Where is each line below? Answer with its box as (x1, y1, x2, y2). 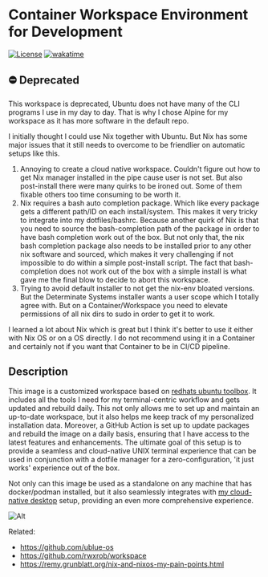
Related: (8, 526, 36, 536)
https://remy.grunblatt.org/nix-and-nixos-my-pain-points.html (19, 559, 225, 569)
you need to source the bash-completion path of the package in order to (19, 223, 260, 234)
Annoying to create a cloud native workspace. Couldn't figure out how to (19, 164, 261, 173)
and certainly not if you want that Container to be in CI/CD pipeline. (8, 341, 230, 351)
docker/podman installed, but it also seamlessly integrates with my (8, 487, 229, 497)
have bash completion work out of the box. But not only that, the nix (19, 232, 245, 242)
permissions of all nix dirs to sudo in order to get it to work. (19, 309, 215, 319)
